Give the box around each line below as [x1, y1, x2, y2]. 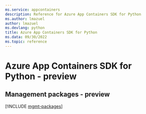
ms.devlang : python [5, 26, 45, 30]
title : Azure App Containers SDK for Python [5, 30, 97, 35]
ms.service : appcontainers [5, 7, 60, 12]
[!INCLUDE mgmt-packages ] [5, 103, 63, 109]
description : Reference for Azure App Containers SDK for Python [5, 12, 141, 17]
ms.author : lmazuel [5, 16, 45, 21]
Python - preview [5, 71, 77, 82]
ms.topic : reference [5, 39, 48, 44]
